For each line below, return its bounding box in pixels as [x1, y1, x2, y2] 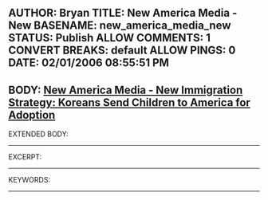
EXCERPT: [8, 152, 42, 162]
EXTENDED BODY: [8, 129, 69, 139]
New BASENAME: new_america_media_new [8, 19, 231, 33]
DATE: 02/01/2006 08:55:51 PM [8, 56, 170, 70]
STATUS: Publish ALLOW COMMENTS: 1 [8, 31, 211, 45]
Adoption [8, 108, 56, 122]
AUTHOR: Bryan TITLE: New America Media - [8, 6, 238, 20]
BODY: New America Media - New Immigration [8, 83, 243, 96]
